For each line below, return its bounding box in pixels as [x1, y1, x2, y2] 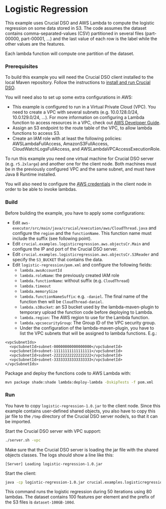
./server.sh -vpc [5, 438, 41, 443]
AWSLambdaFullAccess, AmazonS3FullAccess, [12, 141, 109, 147]
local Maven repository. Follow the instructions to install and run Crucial [5, 79, 151, 85]
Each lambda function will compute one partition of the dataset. [5, 51, 134, 57]
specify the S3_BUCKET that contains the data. [12, 256, 103, 262]
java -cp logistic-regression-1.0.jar [5, 480, 85, 485]
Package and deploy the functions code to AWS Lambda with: [5, 370, 131, 376]
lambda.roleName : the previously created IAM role [19, 272, 120, 278]
